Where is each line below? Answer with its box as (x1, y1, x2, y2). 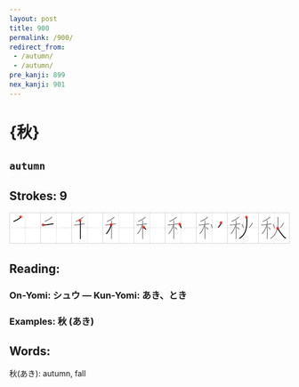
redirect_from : (9, 43, 66, 52)
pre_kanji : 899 (9, 71, 66, 80)
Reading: (9, 261, 61, 276)
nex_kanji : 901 (9, 80, 66, 89)
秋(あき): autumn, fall (9, 368, 86, 379)
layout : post (9, 14, 58, 23)
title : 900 (9, 23, 50, 33)
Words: (9, 343, 51, 359)
